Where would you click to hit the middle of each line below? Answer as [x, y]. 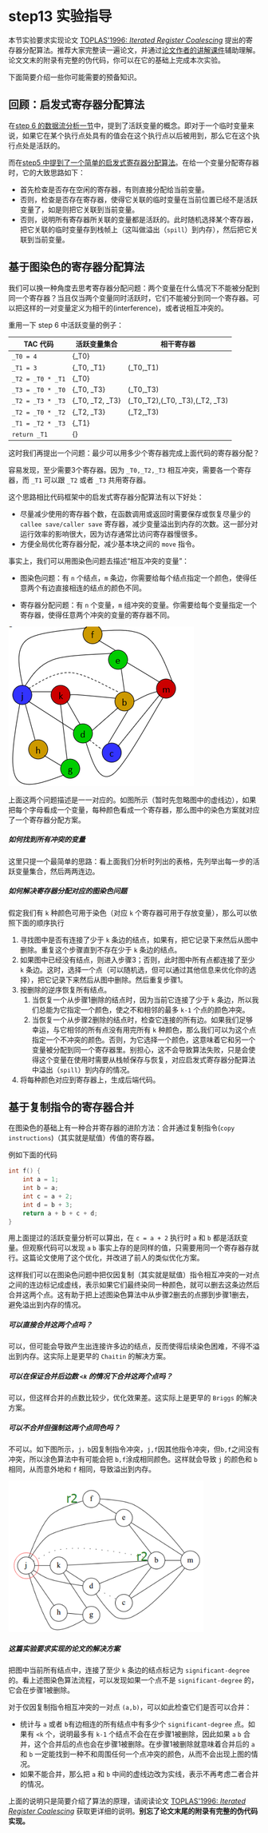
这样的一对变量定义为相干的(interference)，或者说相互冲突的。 [125, 308]
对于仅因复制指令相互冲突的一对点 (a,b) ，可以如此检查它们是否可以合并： [130, 1707]
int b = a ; [41, 1188]
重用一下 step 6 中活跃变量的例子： [66, 325]
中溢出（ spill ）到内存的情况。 [83, 1069]
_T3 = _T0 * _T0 [39, 390]
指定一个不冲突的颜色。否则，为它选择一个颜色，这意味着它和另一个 [144, 1040]
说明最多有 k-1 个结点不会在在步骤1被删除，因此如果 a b [150, 1734]
